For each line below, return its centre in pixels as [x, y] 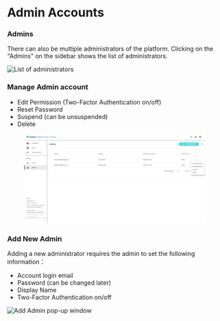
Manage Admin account [48, 87]
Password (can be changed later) [64, 283]
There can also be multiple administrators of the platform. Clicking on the [110, 49]
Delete [26, 124]
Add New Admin [35, 239]
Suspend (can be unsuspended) [62, 116]
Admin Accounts [56, 13]
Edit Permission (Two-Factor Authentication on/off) [89, 102]
